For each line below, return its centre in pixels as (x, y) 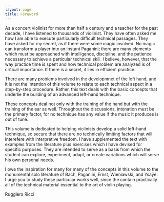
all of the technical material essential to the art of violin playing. (69, 184)
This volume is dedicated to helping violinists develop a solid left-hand (76, 129)
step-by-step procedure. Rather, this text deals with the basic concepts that (81, 89)
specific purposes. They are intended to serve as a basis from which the (78, 149)
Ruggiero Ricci (20, 194)
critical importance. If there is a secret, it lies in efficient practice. (70, 69)
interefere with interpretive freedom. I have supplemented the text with (76, 139)
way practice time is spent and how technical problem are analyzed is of (78, 64)
